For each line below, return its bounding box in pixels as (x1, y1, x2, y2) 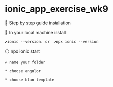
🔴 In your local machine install (5, 29, 66, 35)
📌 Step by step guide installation (5, 20, 71, 26)
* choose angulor (5, 68, 41, 73)
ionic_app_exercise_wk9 (5, 3, 108, 15)
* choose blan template (5, 77, 55, 82)
